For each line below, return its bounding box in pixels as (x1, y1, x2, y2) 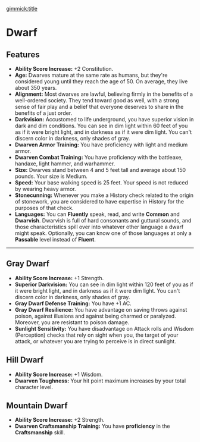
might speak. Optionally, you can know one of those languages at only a (14, 230, 192, 237)
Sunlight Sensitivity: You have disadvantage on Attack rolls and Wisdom (14, 325, 194, 332)
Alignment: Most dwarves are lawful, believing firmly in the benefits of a (14, 90, 193, 98)
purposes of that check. (14, 205, 74, 211)
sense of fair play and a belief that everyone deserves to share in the (14, 104, 184, 110)
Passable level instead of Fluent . (14, 236, 96, 243)
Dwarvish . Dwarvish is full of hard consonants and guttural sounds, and (14, 217, 192, 224)
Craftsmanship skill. (14, 429, 65, 436)
